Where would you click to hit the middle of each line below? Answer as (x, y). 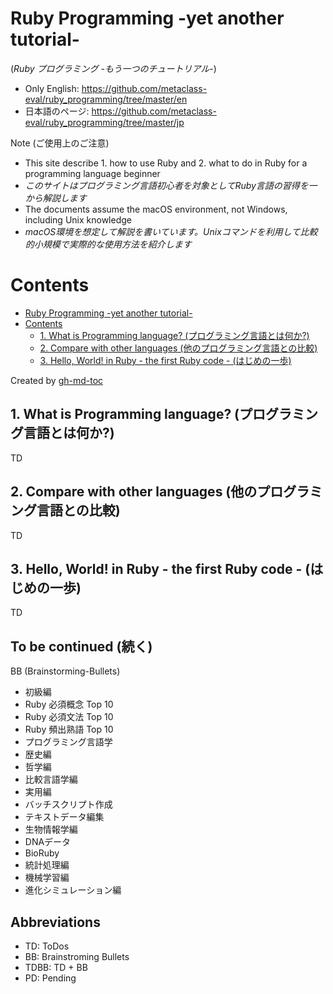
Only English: (52, 88)
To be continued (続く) (81, 646)
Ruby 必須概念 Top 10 (69, 704)
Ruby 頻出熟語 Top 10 (69, 729)
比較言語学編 (51, 779)
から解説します (55, 198)
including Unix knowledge (78, 219)
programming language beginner (92, 173)
